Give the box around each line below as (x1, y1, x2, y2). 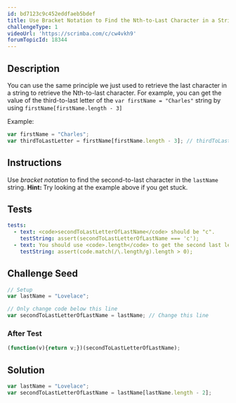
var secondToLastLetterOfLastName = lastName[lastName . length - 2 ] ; (7, 389, 212, 396)
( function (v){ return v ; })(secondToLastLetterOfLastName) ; (7, 345, 181, 352)
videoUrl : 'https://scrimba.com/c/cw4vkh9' (7, 30, 137, 37)
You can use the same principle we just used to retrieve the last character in (7, 81, 227, 89)
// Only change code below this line (7, 305, 118, 313)
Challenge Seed (7, 268, 79, 280)
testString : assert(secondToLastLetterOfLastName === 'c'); (20, 235, 199, 243)
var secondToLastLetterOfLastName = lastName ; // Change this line (7, 312, 209, 319)
